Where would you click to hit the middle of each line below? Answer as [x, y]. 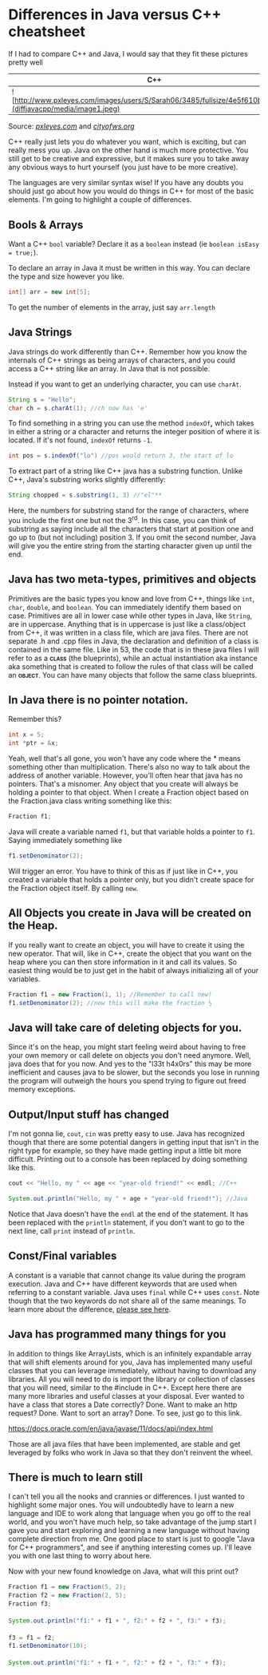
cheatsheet [47, 32]
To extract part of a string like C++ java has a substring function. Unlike [126, 471]
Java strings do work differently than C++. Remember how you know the [128, 351]
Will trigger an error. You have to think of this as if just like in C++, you [123, 871]
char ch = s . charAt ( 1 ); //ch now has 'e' [78, 408]
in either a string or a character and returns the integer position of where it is [134, 432]
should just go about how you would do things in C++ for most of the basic [131, 191]
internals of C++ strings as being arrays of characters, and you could [122, 360]
